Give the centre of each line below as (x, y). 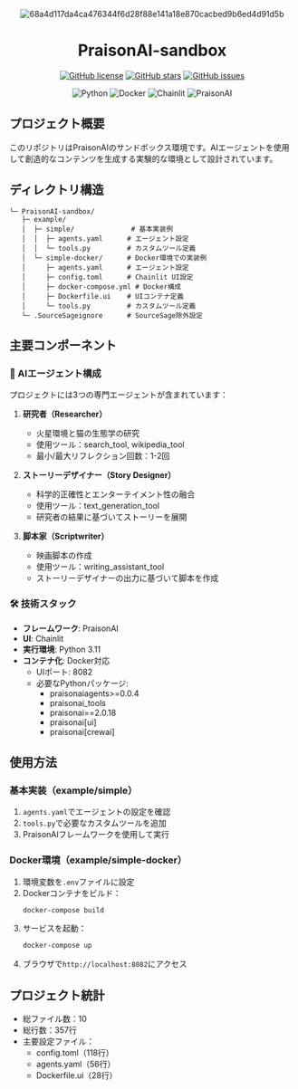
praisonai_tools (78, 702)
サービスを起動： (54, 929)
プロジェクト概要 (57, 124)
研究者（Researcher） (64, 414)
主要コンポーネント (63, 345)
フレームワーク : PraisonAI (71, 628)
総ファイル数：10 (55, 1019)
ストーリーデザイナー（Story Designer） (99, 475)
